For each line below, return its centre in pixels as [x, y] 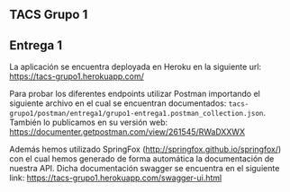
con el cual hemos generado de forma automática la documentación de [142, 159]
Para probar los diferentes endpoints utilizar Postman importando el [135, 94]
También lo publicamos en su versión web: [89, 122]
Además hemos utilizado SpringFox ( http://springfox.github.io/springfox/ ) [145, 149]
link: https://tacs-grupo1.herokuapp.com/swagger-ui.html [116, 178]
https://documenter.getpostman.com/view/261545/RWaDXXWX [127, 132]
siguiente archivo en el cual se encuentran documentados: [118, 103]
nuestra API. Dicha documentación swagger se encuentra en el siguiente [145, 169]
